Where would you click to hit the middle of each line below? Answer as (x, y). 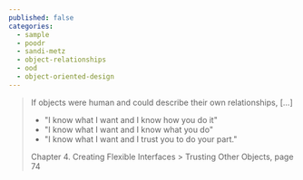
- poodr (31, 43)
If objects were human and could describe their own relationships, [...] (161, 102)
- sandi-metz (41, 52)
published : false (41, 18)
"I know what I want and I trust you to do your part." (141, 139)
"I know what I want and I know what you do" (129, 129)
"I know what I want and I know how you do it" (131, 119)
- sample (33, 34)
